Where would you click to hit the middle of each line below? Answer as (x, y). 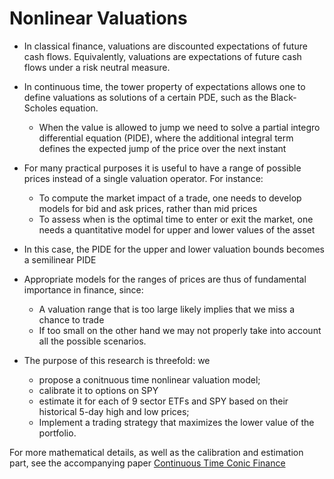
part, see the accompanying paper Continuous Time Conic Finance (147, 463)
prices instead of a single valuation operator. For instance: (143, 178)
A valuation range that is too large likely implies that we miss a (166, 309)
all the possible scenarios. (92, 341)
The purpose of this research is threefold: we (117, 360)
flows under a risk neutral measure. (97, 67)
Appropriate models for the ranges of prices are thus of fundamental (165, 279)
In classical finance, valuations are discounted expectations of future (165, 46)
